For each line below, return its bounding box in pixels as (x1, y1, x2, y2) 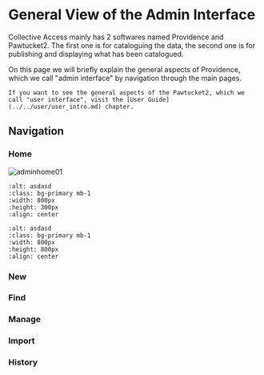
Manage (8, 314, 42, 325)
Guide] (147, 95, 170, 103)
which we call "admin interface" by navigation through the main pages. (8, 73, 242, 83)
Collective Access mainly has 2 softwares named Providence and (8, 32, 224, 42)
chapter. (105, 103, 134, 111)
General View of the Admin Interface (8, 6, 256, 24)
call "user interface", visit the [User (8, 95, 146, 103)
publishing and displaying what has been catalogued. (8, 49, 184, 58)
